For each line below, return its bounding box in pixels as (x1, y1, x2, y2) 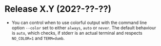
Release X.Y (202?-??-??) (4, 3, 112, 15)
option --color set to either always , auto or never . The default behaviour (11, 24, 157, 30)
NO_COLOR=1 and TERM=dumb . (11, 35, 65, 41)
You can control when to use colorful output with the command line (11, 20, 147, 25)
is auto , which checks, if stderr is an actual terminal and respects (11, 30, 142, 36)
